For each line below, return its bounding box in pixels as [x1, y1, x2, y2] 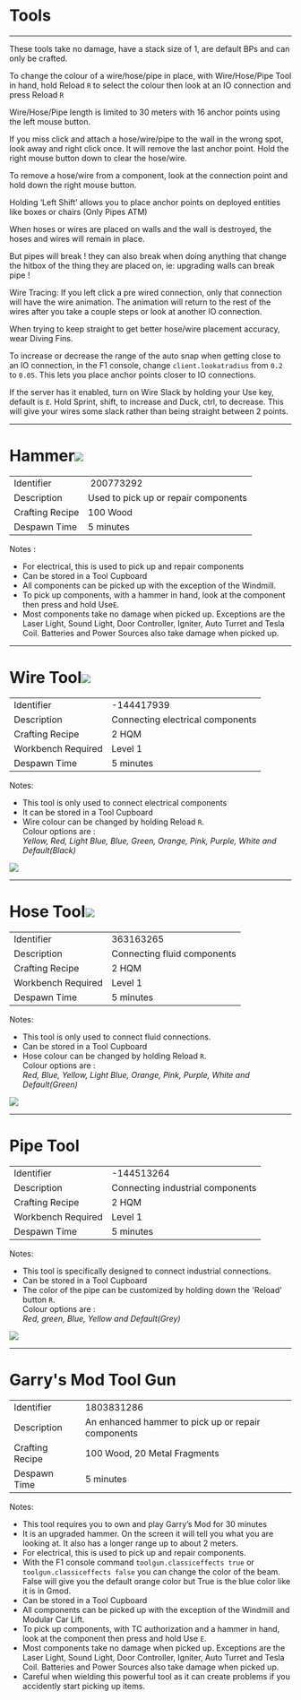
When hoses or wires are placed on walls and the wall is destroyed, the [9, 223, 272, 234]
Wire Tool [9, 668, 82, 688]
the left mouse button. [9, 116, 91, 126]
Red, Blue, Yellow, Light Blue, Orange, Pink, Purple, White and [21, 1069, 251, 1080]
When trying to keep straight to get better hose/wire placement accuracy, [9, 324, 280, 334]
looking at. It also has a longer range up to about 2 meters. [21, 1538, 239, 1549]
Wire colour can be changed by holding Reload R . [21, 816, 204, 827]
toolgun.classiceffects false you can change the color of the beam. [21, 1566, 280, 1577]
